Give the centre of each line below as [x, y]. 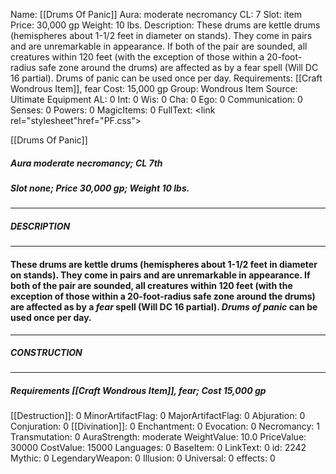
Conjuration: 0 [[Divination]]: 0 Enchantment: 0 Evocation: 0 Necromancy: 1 [165, 426]
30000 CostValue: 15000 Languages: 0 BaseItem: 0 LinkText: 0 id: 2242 [158, 448]
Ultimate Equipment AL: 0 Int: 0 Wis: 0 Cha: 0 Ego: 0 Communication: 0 [156, 99]
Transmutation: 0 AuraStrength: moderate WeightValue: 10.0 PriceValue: [158, 437]
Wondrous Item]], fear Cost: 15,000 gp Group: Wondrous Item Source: [154, 88]
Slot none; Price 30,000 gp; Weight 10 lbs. [100, 188]
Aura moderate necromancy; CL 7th [86, 163]
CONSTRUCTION [46, 353]
